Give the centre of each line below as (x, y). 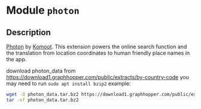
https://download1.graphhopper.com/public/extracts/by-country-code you (98, 77)
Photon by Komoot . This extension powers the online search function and (97, 46)
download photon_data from (41, 71)
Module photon (43, 10)
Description (28, 32)
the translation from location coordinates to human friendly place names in (98, 53)
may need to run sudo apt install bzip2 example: (68, 83)
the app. (16, 59)
